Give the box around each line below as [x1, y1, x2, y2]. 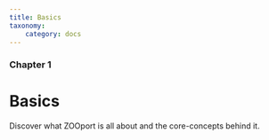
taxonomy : [9, 21, 46, 30]
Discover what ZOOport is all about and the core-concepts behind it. [9, 121, 260, 131]
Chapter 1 [9, 58, 52, 71]
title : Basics [9, 12, 62, 22]
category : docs [25, 29, 82, 38]
